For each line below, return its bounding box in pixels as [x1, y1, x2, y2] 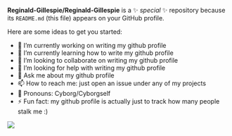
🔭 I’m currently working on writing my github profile [17, 42, 167, 49]
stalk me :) [17, 107, 49, 116]
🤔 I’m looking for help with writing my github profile [17, 63, 166, 72]
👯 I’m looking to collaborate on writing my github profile [17, 56, 178, 64]
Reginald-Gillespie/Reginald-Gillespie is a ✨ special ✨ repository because [7, 6, 226, 14]
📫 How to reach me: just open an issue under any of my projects [17, 79, 206, 87]
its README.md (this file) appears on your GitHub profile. [7, 14, 165, 22]
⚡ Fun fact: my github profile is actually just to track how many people [17, 97, 220, 105]
